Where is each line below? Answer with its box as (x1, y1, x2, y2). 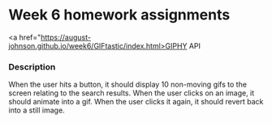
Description (8, 61, 56, 72)
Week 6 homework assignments (8, 6, 231, 24)
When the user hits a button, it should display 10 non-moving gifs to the (8, 79, 248, 90)
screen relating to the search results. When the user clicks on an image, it (8, 88, 255, 98)
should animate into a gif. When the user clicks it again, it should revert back (8, 97, 264, 107)
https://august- (40, 32, 92, 42)
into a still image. (8, 105, 65, 115)
